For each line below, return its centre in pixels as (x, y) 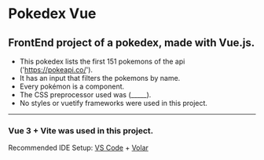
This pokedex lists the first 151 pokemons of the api (102, 61)
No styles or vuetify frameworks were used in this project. (114, 103)
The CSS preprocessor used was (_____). (85, 95)
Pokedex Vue (52, 14)
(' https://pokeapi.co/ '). (56, 70)
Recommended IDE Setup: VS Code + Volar (79, 148)
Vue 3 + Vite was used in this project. (81, 130)
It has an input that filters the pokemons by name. (100, 78)
